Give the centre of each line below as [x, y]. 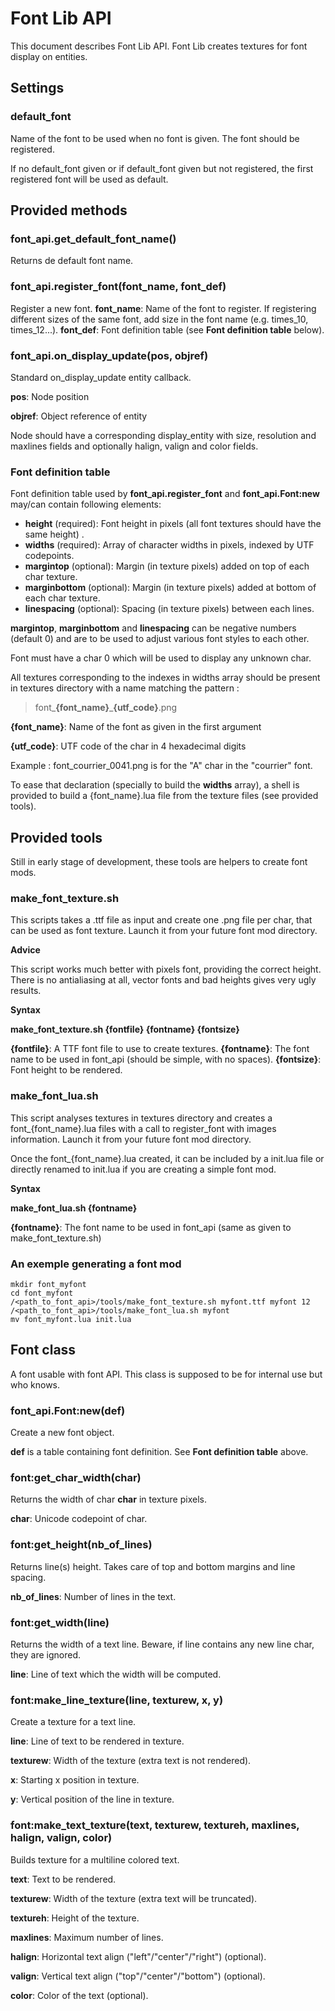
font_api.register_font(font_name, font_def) [118, 287]
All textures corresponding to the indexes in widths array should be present [165, 678]
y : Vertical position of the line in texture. [92, 1799]
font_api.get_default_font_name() [93, 239]
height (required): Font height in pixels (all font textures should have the [173, 524]
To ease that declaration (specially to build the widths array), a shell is [155, 785]
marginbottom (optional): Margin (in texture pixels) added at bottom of [170, 588]
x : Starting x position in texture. [75, 1780]
